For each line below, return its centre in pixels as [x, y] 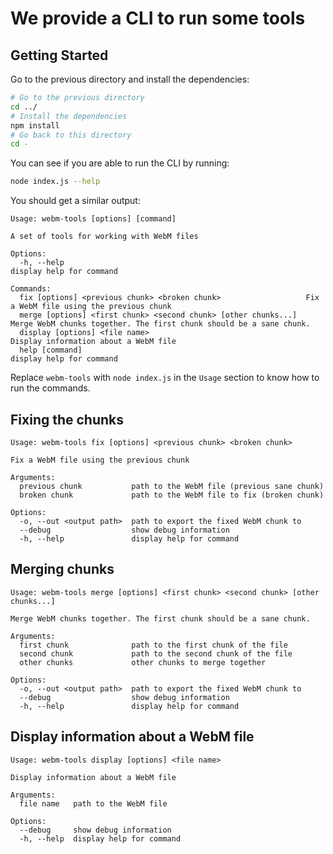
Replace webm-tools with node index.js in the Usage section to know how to [165, 378]
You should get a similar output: [75, 201]
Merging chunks [62, 569]
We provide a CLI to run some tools [158, 18]
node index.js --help [55, 182]
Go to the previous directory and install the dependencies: [130, 79]
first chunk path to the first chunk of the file [153, 645]
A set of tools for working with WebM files [104, 237]
